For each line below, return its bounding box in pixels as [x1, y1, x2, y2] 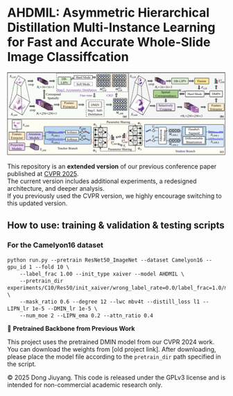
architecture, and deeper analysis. [7, 184, 105, 193]
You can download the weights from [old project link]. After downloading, [7, 345, 216, 354]
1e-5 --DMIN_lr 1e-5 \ [32, 305, 98, 313]
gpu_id [7, 264, 26, 271]
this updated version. [7, 199, 68, 207]
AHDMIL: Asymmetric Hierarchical [7, 5, 210, 21]
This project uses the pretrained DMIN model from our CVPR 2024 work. [7, 338, 215, 346]
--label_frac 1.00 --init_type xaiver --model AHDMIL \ [19, 270, 185, 278]
